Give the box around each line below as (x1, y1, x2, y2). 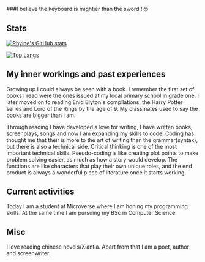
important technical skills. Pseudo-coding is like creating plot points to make (6, 149, 199, 157)
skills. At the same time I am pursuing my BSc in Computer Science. (6, 209, 177, 217)
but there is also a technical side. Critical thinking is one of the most (6, 143, 177, 150)
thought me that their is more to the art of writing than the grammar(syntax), (6, 136, 198, 143)
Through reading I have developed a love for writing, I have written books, (6, 123, 193, 130)
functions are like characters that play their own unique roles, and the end (6, 162, 193, 170)
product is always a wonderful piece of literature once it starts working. (6, 168, 187, 176)
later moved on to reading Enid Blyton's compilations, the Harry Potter (6, 98, 183, 106)
